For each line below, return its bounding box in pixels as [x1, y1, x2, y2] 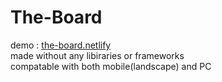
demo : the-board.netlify [10, 39, 112, 51]
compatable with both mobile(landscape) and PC [10, 60, 212, 72]
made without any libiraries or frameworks [10, 49, 185, 61]
